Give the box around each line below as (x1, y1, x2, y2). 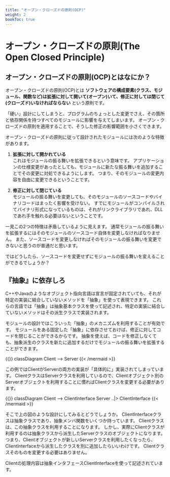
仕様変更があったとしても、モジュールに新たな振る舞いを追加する (21, 164, 159, 170)
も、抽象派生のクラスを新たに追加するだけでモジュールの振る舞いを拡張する (5, 339, 165, 346)
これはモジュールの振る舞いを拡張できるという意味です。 (12, 158, 132, 164)
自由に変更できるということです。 (21, 177, 92, 183)
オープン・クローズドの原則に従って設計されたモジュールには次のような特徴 (5, 134, 164, 140)
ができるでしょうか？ (5, 260, 50, 266)
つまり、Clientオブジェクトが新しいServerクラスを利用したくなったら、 (5, 437, 156, 443)
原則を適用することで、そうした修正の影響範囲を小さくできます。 (27, 123, 164, 129)
